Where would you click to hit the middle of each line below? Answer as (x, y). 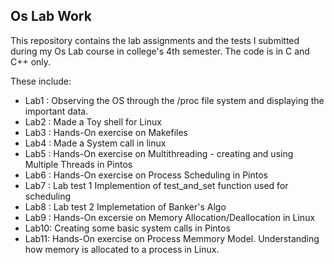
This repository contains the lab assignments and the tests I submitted (155, 40)
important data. (56, 111)
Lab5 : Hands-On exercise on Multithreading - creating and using (159, 153)
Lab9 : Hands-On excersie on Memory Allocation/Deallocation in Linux (170, 217)
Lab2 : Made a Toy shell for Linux (93, 121)
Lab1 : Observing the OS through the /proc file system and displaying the (174, 100)
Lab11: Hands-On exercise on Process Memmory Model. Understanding (172, 238)
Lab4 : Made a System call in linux (95, 143)
